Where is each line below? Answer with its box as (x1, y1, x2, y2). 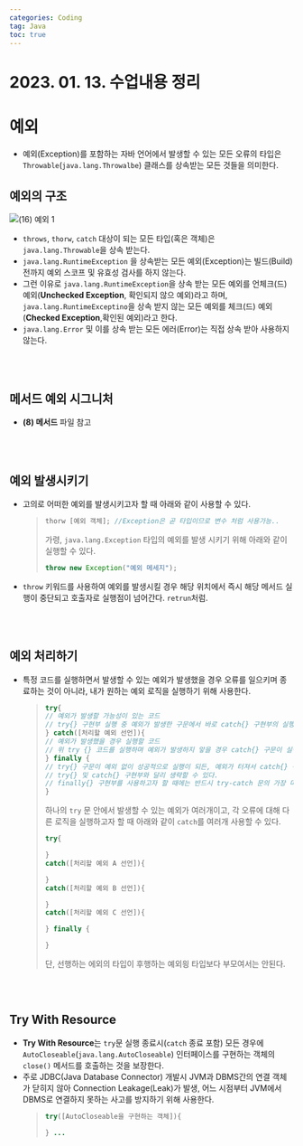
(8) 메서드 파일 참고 (22, 417, 92, 427)
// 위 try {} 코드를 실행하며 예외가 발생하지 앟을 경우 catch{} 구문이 (44, 745, 282, 755)
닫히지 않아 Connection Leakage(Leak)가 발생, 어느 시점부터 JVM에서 (32, 1082, 282, 1094)
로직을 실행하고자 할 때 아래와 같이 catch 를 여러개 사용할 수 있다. (54, 816, 281, 827)
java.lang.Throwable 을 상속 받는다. (22, 245, 151, 256)
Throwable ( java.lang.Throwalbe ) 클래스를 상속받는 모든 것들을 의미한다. (22, 159, 280, 170)
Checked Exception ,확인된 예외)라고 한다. (25, 313, 178, 324)
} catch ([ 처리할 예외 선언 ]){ (44, 728, 146, 737)
